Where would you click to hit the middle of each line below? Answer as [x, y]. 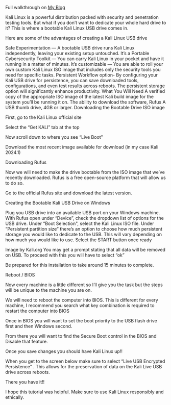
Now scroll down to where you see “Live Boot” [54, 137]
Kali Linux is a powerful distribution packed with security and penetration [82, 17]
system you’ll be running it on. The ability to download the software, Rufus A [86, 102]
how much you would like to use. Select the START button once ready [79, 240]
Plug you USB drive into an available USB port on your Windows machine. [83, 213]
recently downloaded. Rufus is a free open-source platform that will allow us [86, 178]
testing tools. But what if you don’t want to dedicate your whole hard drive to [86, 23]
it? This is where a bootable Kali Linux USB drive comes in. [67, 28]
